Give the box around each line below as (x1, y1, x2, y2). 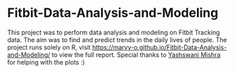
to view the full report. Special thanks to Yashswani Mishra (51, 51, 221, 59)
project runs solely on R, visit (7, 43, 91, 51)
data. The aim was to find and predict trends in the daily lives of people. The (7, 35, 228, 44)
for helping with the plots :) (7, 58, 85, 66)
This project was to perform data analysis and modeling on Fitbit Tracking (7, 28, 221, 36)
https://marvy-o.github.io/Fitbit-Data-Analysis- (92, 43, 227, 51)
